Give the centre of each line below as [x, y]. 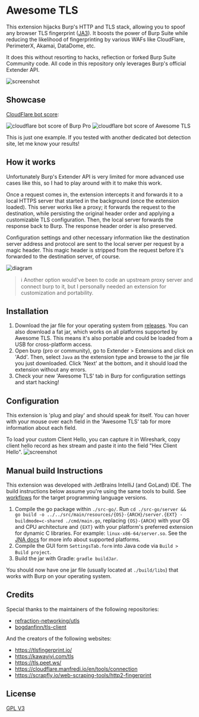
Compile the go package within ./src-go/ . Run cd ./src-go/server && [100, 509]
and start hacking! [37, 382]
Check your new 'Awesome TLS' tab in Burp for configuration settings [100, 376]
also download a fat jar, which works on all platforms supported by [96, 332]
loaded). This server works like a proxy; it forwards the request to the [91, 207]
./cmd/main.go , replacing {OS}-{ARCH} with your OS [127, 521]
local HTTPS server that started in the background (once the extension [93, 201]
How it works [31, 162]
